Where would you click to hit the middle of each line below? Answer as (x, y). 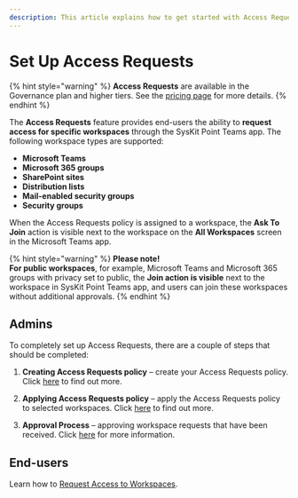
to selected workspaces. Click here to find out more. (118, 408)
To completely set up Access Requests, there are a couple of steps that (140, 345)
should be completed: (49, 355)
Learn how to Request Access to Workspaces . (94, 484)
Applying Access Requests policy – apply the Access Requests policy (151, 399)
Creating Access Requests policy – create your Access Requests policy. (155, 372)
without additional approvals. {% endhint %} (90, 296)
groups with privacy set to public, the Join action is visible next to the (137, 277)
